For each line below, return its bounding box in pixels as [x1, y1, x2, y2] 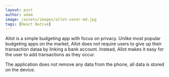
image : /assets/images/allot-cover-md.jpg [5, 17, 97, 22]
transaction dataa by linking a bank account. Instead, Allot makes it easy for [5, 46, 164, 52]
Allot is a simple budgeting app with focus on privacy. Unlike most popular [5, 35, 161, 42]
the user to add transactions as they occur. [5, 52, 95, 58]
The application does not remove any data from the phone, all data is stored [5, 61, 164, 67]
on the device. [5, 67, 36, 73]
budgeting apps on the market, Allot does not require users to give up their [5, 41, 162, 47]
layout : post [5, 7, 33, 13]
